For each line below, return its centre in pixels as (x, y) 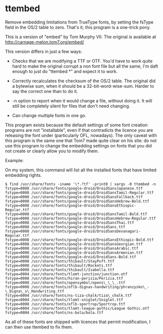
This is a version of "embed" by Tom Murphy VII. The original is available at (81, 37)
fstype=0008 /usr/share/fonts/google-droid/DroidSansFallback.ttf (74, 197)
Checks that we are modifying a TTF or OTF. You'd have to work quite (82, 61)
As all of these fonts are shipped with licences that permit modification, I (78, 322)
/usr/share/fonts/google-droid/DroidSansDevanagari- (86, 231)
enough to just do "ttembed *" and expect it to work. (65, 71)
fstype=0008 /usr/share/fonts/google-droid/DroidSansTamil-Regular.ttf (79, 192)
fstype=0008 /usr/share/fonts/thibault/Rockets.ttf (59, 265)
